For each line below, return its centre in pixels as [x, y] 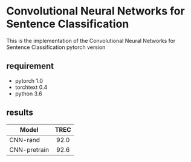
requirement [30, 66]
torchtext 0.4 [31, 87]
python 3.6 [28, 93]
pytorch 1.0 [29, 80]
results [20, 113]
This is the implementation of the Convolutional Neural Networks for [91, 40]
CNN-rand [25, 140]
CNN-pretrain [29, 149]
